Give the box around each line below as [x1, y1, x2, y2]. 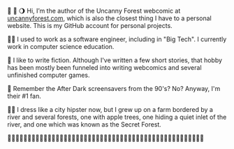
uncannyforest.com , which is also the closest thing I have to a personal [7, 14, 212, 22]
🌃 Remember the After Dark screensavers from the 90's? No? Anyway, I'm [7, 85, 221, 92]
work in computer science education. [7, 43, 115, 50]
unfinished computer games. [7, 71, 90, 79]
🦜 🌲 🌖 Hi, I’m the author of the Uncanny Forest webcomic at [7, 7, 181, 15]
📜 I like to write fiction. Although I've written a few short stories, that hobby [7, 56, 222, 64]
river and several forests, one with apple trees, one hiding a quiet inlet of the [7, 113, 227, 121]
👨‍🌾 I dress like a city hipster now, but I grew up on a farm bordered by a [7, 106, 213, 113]
